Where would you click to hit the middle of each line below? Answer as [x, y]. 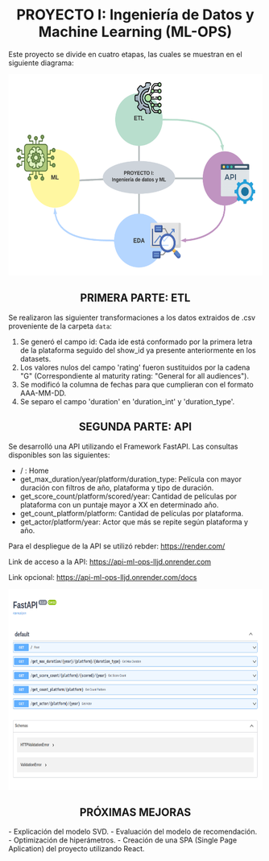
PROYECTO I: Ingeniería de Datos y [135, 15]
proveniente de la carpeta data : [60, 326]
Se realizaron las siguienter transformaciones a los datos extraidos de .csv [132, 317]
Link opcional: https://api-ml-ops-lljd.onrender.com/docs [103, 577]
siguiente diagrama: [41, 63]
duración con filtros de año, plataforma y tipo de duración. [117, 487]
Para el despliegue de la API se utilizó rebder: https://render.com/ [117, 546]
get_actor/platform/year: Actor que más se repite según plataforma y [134, 522]
